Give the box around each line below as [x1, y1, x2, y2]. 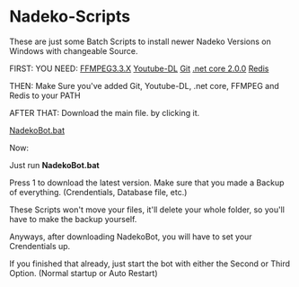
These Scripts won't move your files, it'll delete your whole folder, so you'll [9, 204, 286, 215]
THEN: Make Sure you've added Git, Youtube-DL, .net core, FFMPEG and [9, 80, 280, 91]
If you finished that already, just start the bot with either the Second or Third [9, 258, 290, 269]
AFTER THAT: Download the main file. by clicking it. [9, 107, 200, 118]
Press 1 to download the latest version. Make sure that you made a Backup [9, 177, 285, 188]
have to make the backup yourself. [9, 213, 137, 224]
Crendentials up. [9, 240, 71, 251]
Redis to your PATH [9, 90, 81, 101]
